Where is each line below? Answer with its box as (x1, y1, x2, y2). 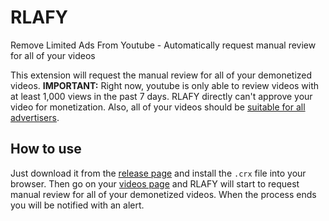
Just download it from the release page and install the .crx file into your (10, 167, 307, 179)
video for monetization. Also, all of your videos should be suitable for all (10, 101, 306, 113)
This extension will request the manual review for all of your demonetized (10, 69, 313, 81)
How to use (10, 141, 82, 158)
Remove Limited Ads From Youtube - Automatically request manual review (10, 39, 317, 51)
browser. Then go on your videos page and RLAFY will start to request (10, 177, 300, 190)
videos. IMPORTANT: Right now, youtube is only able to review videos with (10, 79, 320, 91)
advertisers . (10, 111, 60, 123)
